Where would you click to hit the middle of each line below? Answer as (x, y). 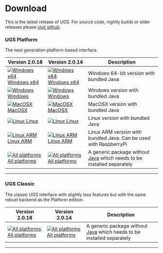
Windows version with (113, 90)
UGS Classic (20, 184)
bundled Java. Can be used (119, 138)
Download (26, 8)
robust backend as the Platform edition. (44, 200)
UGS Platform (21, 39)
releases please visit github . (33, 27)
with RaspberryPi (108, 144)
